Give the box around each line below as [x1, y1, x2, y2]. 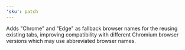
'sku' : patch [6, 8, 38, 15]
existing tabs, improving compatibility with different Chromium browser [6, 31, 179, 38]
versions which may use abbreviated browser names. [6, 37, 136, 44]
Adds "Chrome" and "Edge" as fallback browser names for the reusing [6, 25, 178, 32]
